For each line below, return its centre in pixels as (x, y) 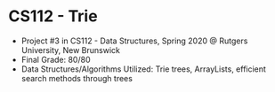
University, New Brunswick (71, 50)
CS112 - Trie (53, 16)
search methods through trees (77, 78)
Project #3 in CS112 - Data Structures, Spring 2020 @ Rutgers (134, 41)
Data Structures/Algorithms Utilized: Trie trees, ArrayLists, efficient (143, 69)
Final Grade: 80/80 (56, 59)
